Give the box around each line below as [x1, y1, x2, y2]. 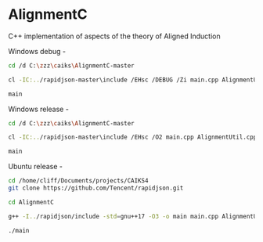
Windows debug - [8, 46, 67, 56]
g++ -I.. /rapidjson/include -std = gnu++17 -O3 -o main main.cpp [8, 212, 219, 220]
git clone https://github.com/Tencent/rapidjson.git [8, 184, 184, 193]
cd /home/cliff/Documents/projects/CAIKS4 [8, 177, 149, 185]
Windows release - [8, 104, 69, 114]
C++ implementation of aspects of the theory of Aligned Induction [8, 31, 221, 41]
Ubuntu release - [8, 162, 63, 172]
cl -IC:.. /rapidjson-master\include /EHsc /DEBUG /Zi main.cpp [8, 76, 219, 84]
